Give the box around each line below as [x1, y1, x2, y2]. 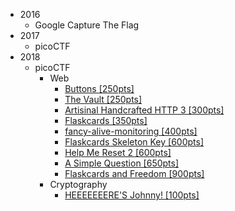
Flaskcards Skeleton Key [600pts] [64, 136, 205, 148]
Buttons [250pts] [64, 83, 135, 94]
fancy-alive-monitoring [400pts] [64, 125, 198, 137]
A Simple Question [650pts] [64, 157, 180, 169]
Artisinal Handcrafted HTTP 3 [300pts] [64, 104, 225, 116]
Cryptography [49, 179, 108, 190]
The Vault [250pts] [64, 94, 143, 105]
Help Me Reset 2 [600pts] [64, 147, 172, 158]
